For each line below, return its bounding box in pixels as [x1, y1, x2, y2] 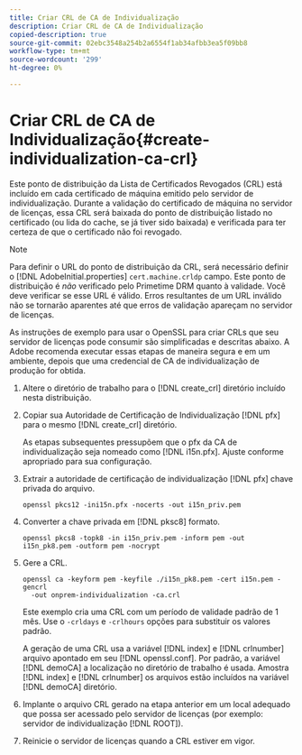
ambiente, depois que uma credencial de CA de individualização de [9, 355, 260, 366]
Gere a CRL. [22, 557, 68, 568]
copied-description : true [9, 30, 106, 39]
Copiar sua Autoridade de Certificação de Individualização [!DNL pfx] [22, 410, 281, 420]
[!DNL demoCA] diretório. [22, 681, 117, 692]
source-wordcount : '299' [9, 55, 103, 64]
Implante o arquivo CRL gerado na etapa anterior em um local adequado [22, 698, 291, 709]
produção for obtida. [9, 364, 86, 375]
